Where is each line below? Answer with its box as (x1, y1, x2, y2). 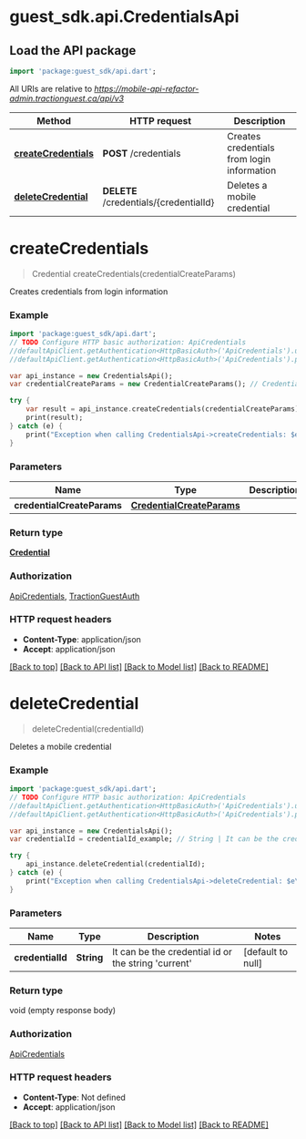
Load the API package (9, 43, 137, 58)
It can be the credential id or (112, 945, 232, 958)
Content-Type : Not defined (22, 1092, 126, 1103)
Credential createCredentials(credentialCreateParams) (31, 268, 237, 279)
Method (36, 114, 71, 127)
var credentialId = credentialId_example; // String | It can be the (9, 835, 280, 844)
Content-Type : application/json (22, 633, 141, 644)
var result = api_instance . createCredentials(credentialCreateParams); (25, 405, 303, 414)
